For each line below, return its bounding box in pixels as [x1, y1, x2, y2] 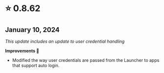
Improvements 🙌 [5, 48, 39, 54]
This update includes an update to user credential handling [5, 38, 125, 44]
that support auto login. [12, 63, 60, 68]
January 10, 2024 [5, 25, 60, 34]
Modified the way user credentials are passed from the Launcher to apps [12, 57, 160, 63]
